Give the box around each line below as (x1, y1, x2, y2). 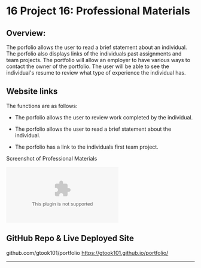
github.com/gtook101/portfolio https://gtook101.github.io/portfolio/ (6, 249, 169, 256)
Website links (6, 87, 58, 97)
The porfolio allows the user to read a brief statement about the (14, 125, 172, 133)
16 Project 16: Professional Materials (6, 4, 190, 18)
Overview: (6, 28, 46, 38)
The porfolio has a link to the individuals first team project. (14, 143, 159, 150)
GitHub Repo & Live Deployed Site (6, 233, 135, 244)
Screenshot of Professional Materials (6, 155, 98, 162)
